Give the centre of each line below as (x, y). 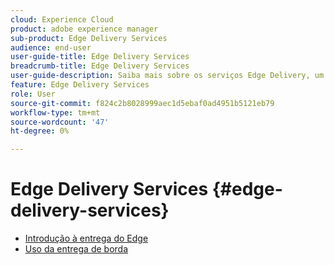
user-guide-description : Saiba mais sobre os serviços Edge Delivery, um (167, 76)
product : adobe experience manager (84, 29)
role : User (33, 94)
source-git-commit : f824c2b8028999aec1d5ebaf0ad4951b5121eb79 (142, 103)
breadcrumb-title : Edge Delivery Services (100, 66)
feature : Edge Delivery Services (80, 85)
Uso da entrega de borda (76, 249)
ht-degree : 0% (40, 131)
